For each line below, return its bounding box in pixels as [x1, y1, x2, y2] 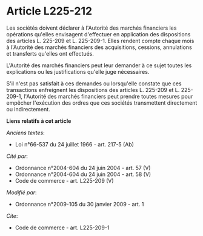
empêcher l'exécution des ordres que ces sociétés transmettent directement [6, 99, 198, 107]
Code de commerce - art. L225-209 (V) [15, 177, 114, 184]
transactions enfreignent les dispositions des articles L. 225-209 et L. [6, 86, 180, 93]
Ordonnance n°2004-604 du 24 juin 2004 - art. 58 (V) [15, 171, 151, 178]
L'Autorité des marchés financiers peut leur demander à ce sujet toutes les [6, 62, 192, 69]
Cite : [6, 212, 18, 219]
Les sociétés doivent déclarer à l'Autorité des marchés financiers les [6, 24, 177, 31]
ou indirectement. [6, 105, 50, 113]
